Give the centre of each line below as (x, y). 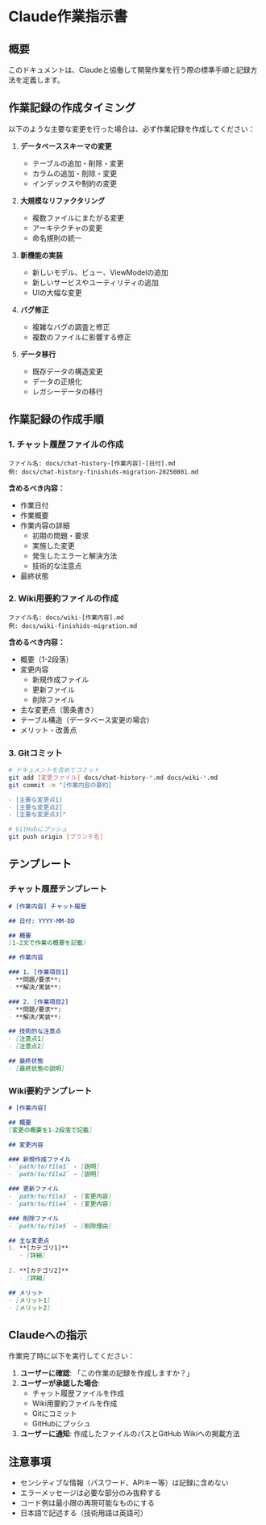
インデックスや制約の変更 (75, 183)
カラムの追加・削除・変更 (75, 173)
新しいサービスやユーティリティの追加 (95, 282)
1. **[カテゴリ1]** (39, 1248)
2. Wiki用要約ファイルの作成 (64, 599)
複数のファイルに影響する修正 (81, 337)
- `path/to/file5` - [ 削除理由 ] (60, 1226)
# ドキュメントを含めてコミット (54, 770)
